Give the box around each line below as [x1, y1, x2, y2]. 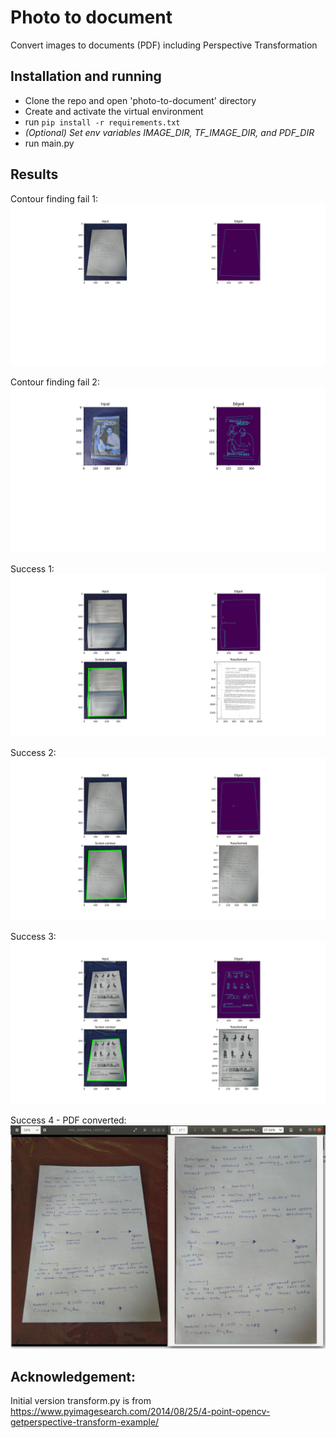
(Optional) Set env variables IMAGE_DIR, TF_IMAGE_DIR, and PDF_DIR [24, 126, 315, 138]
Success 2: [10, 747, 57, 759]
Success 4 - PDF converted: [10, 1114, 127, 1126]
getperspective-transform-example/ [10, 1416, 160, 1428]
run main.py [24, 137, 75, 149]
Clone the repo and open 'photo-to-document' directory [24, 94, 257, 106]
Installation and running [10, 68, 162, 85]
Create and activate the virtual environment [24, 105, 204, 117]
